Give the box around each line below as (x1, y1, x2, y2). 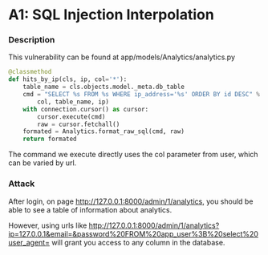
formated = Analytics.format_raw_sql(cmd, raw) (22, 127, 185, 136)
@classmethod (8, 68, 52, 76)
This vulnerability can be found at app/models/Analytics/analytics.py (8, 52, 235, 62)
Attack (8, 178, 35, 189)
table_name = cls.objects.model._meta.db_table (22, 83, 185, 91)
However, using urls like (8, 221, 87, 230)
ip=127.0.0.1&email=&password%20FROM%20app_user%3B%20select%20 (8, 229, 259, 238)
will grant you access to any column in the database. (51, 237, 225, 247)
